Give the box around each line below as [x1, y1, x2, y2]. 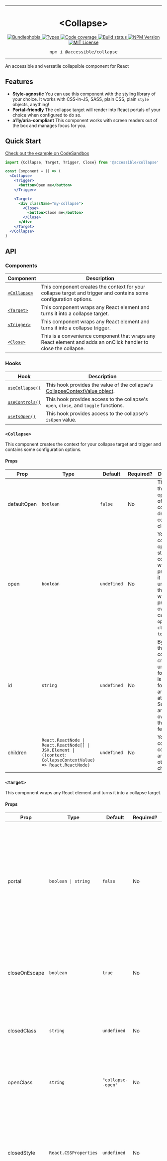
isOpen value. [45, 416, 77, 423]
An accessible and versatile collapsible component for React [5, 63, 129, 69]
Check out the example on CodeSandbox [5, 150, 89, 156]
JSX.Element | [41, 747, 75, 753]
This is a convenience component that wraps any [41, 332, 156, 339]
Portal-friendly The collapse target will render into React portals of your [12, 107, 161, 113]
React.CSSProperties [49, 1150, 98, 1156]
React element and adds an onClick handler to [41, 339, 149, 346]
